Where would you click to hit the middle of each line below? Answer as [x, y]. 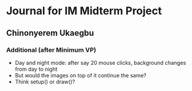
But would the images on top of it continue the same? [80, 75]
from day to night [36, 69]
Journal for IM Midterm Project [84, 11]
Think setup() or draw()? [45, 81]
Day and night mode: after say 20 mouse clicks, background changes [100, 62]
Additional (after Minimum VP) [51, 50]
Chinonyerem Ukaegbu [50, 33]
